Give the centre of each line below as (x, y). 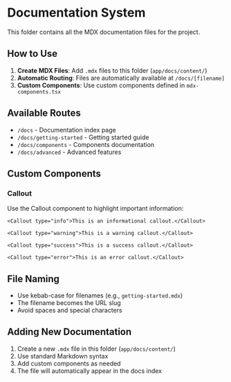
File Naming (34, 279)
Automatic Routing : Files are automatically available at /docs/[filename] (121, 78)
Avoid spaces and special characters (70, 311)
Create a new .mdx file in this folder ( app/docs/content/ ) (96, 349)
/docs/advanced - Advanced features (69, 152)
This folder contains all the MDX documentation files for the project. (104, 32)
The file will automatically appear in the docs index (90, 371)
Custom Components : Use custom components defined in (101, 85)
